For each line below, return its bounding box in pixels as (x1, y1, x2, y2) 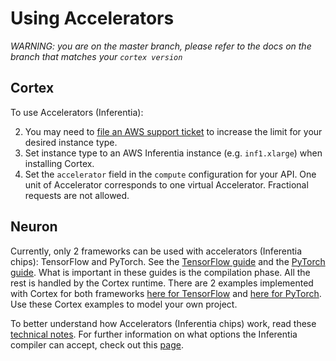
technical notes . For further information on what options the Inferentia (10, 328, 298, 340)
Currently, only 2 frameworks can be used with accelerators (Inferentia (10, 245, 303, 257)
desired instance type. (24, 136, 118, 148)
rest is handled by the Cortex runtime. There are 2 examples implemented (10, 277, 314, 289)
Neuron (10, 218, 58, 236)
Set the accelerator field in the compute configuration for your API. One (24, 168, 317, 180)
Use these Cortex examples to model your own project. (10, 298, 238, 310)
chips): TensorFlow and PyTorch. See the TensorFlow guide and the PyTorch (10, 255, 326, 267)
